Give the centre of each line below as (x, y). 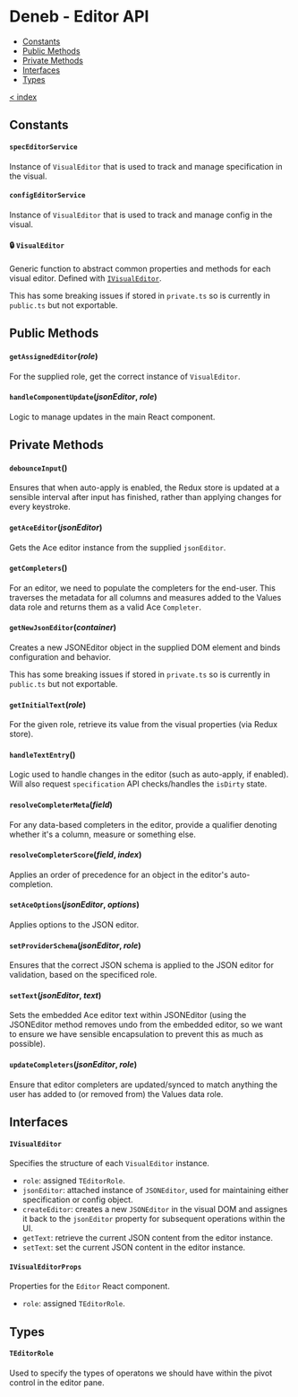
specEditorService (43, 147)
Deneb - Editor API (79, 17)
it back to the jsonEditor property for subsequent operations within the (153, 1219)
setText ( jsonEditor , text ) (55, 995)
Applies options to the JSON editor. (74, 924)
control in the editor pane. (57, 1382)
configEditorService (48, 196)
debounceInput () (38, 468)
